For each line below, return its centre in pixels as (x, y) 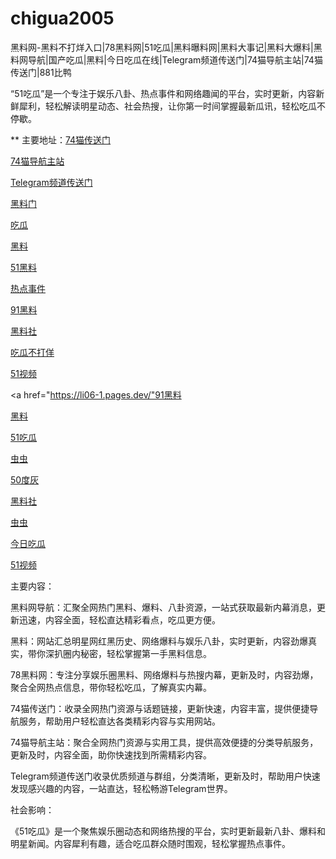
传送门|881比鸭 (41, 72)
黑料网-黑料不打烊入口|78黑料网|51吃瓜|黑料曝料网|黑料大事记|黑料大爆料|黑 (166, 47)
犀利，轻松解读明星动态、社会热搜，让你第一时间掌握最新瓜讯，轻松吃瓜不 (172, 106)
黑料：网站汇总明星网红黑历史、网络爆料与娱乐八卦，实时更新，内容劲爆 (159, 641)
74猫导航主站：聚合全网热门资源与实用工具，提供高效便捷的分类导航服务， (164, 742)
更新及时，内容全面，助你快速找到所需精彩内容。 (111, 754)
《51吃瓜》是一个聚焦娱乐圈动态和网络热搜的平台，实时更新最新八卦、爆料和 (168, 831)
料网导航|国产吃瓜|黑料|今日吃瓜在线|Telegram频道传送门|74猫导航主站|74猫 (166, 59)
